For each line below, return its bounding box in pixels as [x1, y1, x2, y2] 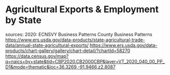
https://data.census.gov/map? [5, 53, 69, 59]
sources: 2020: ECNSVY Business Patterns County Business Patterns [5, 31, 153, 37]
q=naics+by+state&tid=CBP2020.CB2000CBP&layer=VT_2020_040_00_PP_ [5, 58, 165, 64]
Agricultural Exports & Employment [5, 4, 159, 15]
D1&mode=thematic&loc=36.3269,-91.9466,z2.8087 [5, 64, 116, 70]
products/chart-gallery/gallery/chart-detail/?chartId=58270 [5, 47, 130, 54]
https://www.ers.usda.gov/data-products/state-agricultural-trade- [5, 37, 145, 43]
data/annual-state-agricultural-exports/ [5, 42, 89, 48]
